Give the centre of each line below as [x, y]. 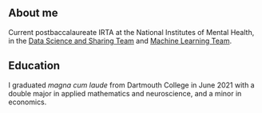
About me [33, 13]
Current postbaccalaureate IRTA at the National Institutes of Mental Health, [131, 32]
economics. [28, 102]
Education [34, 66]
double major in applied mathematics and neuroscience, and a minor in [125, 93]
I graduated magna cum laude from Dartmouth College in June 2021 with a [131, 85]
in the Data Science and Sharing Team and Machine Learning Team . [120, 41]
